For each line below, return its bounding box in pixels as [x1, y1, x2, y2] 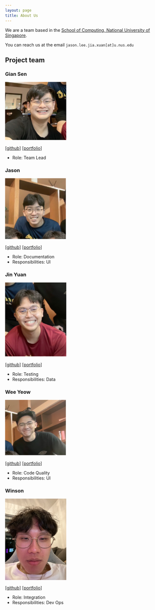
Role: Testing [12, 371, 39, 377]
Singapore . [5, 32, 27, 38]
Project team [5, 56, 45, 64]
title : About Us [5, 13, 38, 18]
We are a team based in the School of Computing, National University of [5, 27, 150, 33]
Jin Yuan [5, 271, 27, 278]
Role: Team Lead [12, 155, 46, 160]
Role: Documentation [12, 253, 55, 259]
